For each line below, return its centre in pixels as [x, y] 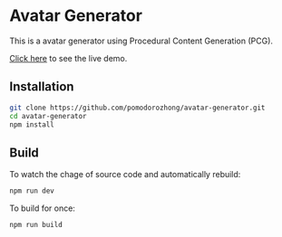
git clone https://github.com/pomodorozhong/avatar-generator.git [137, 108]
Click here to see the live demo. [68, 58]
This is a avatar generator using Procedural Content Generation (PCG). [141, 41]
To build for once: [42, 208]
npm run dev [32, 191]
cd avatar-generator [49, 116]
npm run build [36, 225]
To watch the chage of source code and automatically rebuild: [125, 175]
